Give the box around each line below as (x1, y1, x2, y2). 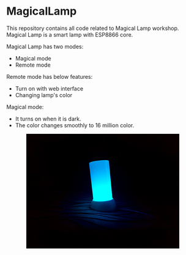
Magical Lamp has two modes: (6, 43, 84, 50)
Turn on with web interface (15, 84, 84, 92)
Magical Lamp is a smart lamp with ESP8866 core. (6, 31, 133, 38)
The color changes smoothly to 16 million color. (15, 121, 135, 129)
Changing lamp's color (15, 91, 73, 98)
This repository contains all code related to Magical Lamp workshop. (6, 24, 179, 32)
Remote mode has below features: (6, 73, 93, 80)
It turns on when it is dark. (15, 115, 81, 122)
